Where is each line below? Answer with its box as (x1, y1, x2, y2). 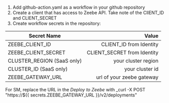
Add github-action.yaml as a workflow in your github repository (12, 5, 146, 10)
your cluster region (113, 58, 159, 64)
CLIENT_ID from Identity (101, 41, 159, 47)
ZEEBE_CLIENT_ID (8, 41, 51, 47)
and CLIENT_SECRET (12, 15, 57, 21)
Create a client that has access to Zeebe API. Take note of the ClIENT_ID (12, 10, 164, 16)
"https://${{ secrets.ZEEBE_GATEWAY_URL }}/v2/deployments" (5, 92, 138, 98)
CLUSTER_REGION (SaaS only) (8, 58, 82, 64)
